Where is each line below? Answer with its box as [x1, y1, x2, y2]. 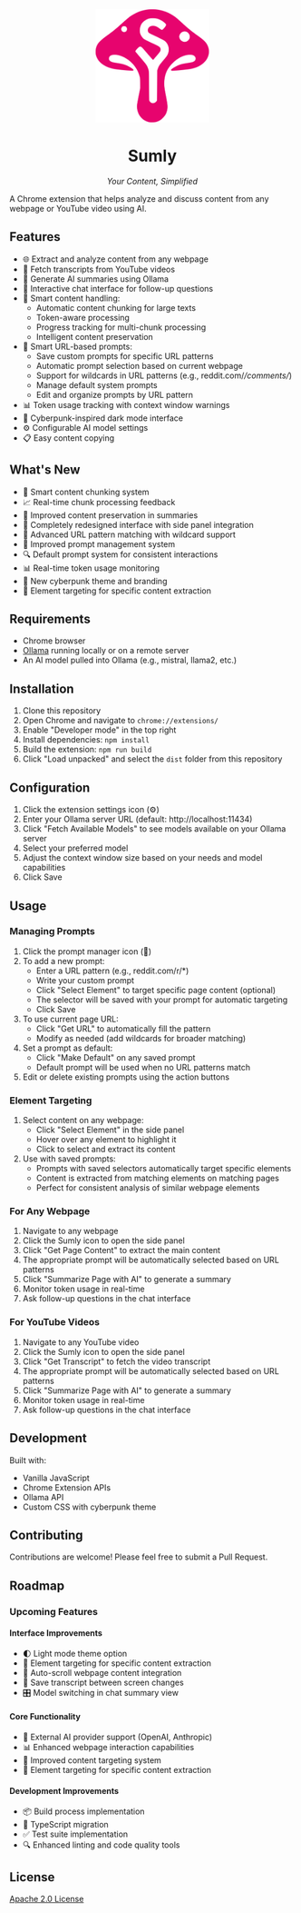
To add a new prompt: [22, 955, 105, 966]
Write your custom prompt [35, 974, 134, 985]
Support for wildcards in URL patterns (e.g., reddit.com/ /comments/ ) [35, 370, 293, 381]
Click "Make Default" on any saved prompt [35, 1051, 196, 1062]
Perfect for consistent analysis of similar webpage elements [35, 1182, 260, 1193]
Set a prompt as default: [22, 1042, 113, 1053]
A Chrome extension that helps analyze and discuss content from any [9, 194, 269, 204]
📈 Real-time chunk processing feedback [22, 496, 176, 507]
